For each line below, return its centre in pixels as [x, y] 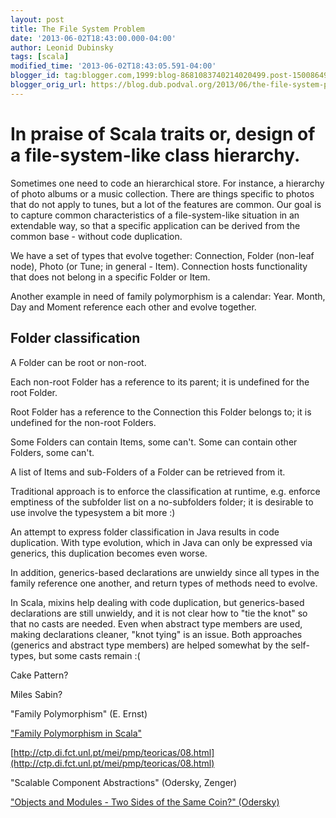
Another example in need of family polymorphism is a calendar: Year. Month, [168, 296]
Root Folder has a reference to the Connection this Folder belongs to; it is [161, 412]
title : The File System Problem [77, 29]
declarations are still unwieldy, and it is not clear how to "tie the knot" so [159, 613]
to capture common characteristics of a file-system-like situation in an [155, 215]
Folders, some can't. [52, 452]
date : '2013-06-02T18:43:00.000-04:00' [93, 38]
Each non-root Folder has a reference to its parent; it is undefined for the [160, 382]
